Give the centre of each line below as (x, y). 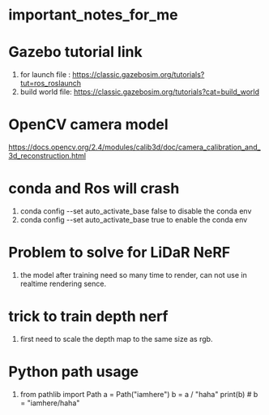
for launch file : (45, 75)
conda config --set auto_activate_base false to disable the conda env (136, 211)
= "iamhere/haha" (50, 403)
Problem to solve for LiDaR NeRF (120, 253)
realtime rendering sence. (63, 283)
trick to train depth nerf (88, 316)
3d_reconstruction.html (47, 156)
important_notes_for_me (93, 15)
